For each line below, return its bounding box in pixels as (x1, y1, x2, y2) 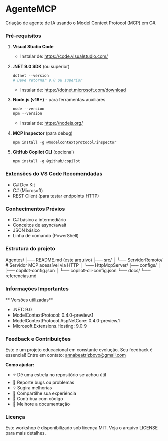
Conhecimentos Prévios (5, 205, 65, 212)
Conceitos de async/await (12, 222, 67, 228)
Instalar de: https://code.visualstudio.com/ (20, 53, 108, 59)
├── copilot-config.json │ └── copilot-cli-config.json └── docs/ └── (5, 268, 151, 274)
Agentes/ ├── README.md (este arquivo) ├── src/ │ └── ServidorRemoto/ (5, 257, 163, 263)
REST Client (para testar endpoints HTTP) (12, 193, 99, 199)
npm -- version (12, 111, 42, 116)
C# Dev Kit (12, 182, 35, 188)
